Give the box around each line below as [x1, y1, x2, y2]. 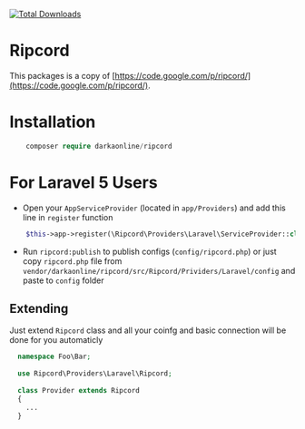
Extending [9, 300, 69, 317]
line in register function [22, 211, 113, 222]
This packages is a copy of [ [9, 70, 115, 81]
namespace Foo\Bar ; [17, 352, 92, 362]
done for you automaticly [9, 335, 103, 346]
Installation [9, 112, 96, 132]
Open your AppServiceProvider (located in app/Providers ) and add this [22, 202, 286, 213]
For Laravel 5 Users [9, 172, 158, 192]
